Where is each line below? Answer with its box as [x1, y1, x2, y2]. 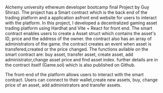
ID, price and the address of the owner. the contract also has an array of [5, 36, 152, 42]
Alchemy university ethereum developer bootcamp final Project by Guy [5, 4, 150, 10]
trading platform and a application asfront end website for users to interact [5, 15, 157, 20]
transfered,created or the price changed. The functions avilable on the [5, 46, 149, 52]
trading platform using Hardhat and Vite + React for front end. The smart [5, 25, 153, 31]
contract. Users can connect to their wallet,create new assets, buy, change [5, 77, 158, 83]
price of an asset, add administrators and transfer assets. [5, 82, 122, 88]
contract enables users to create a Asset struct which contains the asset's [5, 31, 156, 36]
